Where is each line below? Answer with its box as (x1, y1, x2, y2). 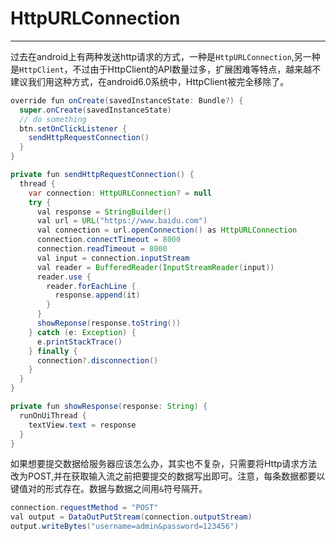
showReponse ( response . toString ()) (36, 318, 182, 329)
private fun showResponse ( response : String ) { (10, 402, 208, 412)
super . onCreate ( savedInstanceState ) (19, 105, 172, 115)
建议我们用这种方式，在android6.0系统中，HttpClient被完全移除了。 (10, 75, 290, 87)
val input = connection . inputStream (36, 253, 190, 263)
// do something (19, 114, 87, 124)
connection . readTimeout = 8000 (36, 244, 168, 254)
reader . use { (36, 272, 92, 282)
